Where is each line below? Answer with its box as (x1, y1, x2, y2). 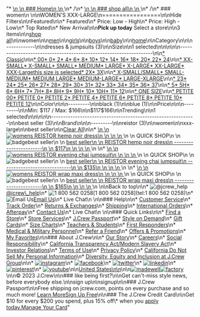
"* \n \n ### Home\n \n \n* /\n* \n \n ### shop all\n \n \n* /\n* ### (6, 5, 171, 12)
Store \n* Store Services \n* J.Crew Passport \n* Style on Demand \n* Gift (6, 215, 183, 222)
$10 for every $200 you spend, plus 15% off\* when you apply (6, 297, 159, 304)
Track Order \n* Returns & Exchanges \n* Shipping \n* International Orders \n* (6, 202, 193, 209)
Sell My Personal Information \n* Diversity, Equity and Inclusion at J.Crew (6, 253, 185, 260)
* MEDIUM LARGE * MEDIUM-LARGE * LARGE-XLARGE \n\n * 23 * (27, 75, 187, 82)
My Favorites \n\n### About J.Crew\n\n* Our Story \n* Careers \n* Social (6, 234, 182, 241)
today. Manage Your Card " (6, 304, 70, 310)
